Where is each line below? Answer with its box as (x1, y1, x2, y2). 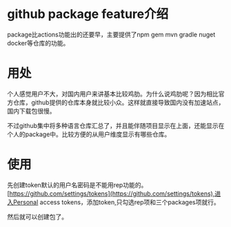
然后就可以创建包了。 (7, 213, 68, 221)
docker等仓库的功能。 (7, 39, 70, 47)
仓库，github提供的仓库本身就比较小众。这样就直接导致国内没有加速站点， (12, 98, 225, 107)
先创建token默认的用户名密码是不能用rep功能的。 (7, 180, 148, 189)
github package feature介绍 (7, 6, 169, 22)
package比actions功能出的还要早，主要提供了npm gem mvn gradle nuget (7, 30, 216, 39)
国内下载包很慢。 (7, 107, 56, 115)
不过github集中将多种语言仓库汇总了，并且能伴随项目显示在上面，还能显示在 (7, 121, 225, 129)
